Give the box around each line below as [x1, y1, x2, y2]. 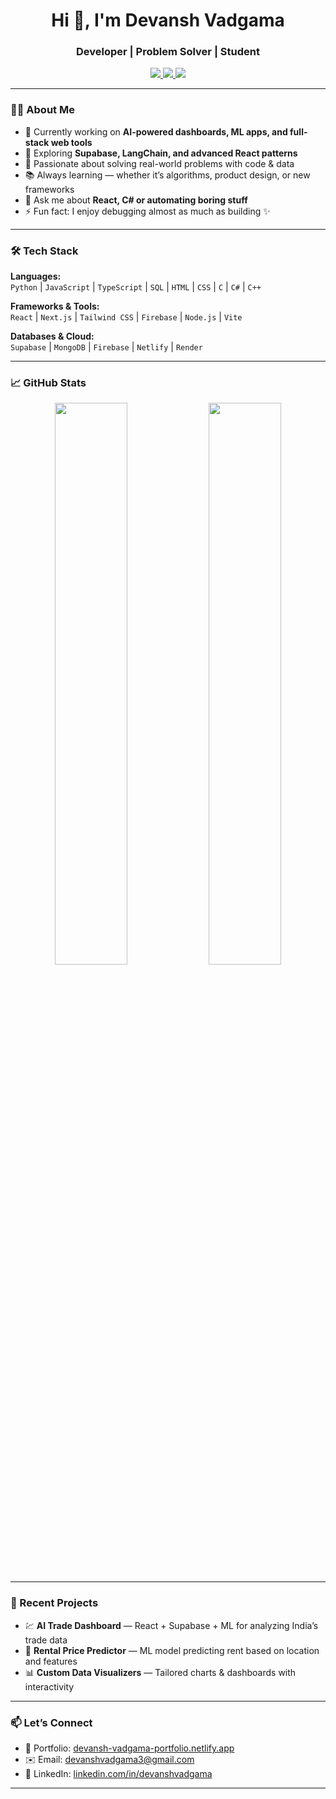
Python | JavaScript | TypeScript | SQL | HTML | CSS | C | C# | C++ [10, 281, 262, 293]
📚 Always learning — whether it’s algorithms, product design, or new [24, 169, 311, 181]
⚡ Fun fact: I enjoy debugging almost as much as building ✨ [24, 205, 271, 217]
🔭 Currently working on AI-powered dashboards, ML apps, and [24, 125, 288, 138]
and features [24, 1655, 78, 1667]
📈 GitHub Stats [10, 376, 87, 389]
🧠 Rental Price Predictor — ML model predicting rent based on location [24, 1644, 320, 1656]
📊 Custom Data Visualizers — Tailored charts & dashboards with [24, 1666, 297, 1678]
